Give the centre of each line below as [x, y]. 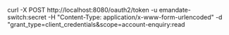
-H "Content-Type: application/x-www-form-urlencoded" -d [135, 17]
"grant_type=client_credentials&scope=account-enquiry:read [96, 24]
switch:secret [27, 17]
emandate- [175, 10]
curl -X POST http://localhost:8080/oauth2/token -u [82, 10]
